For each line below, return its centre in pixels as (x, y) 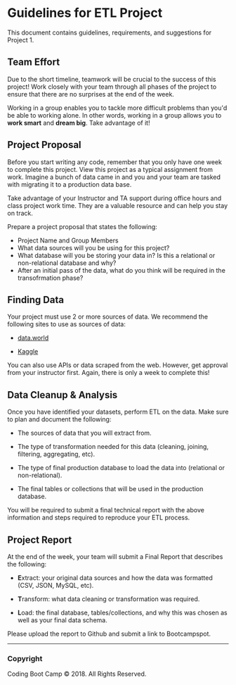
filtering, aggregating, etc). (56, 454)
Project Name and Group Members (68, 240)
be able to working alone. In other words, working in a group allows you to (114, 115)
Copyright (25, 658)
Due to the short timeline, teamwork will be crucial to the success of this (112, 79)
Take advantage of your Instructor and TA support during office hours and (114, 198)
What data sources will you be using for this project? (93, 247)
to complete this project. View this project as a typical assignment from (110, 169)
